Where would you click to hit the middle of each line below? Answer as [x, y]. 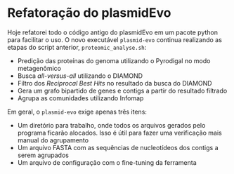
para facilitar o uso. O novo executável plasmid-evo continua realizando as [115, 39]
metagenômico [39, 68]
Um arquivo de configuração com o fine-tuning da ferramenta [107, 162]
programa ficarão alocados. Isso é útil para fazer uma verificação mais [120, 133]
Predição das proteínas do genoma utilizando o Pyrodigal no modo [114, 60]
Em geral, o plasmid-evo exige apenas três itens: [77, 112]
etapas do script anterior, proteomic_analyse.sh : [77, 47]
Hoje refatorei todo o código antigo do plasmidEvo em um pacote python [112, 32]
